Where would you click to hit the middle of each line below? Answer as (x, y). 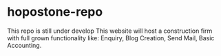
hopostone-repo (55, 12)
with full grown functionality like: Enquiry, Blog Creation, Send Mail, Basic (111, 38)
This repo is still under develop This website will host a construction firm (110, 31)
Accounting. (24, 45)
